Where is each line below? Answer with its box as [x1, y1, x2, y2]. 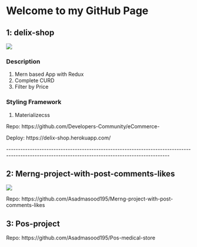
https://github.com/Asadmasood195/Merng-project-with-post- [21, 195, 173, 202]
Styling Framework [6, 98, 62, 106]
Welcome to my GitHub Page [6, 4, 149, 18]
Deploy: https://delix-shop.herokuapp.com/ [6, 134, 111, 141]
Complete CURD [14, 77, 55, 84]
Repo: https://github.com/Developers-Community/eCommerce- [6, 122, 160, 130]
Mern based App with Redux [14, 71, 84, 78]
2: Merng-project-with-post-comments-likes [6, 169, 175, 179]
